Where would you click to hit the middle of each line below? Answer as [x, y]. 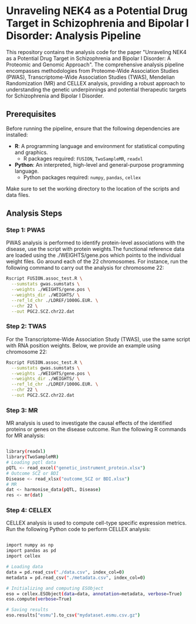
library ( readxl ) [26, 452]
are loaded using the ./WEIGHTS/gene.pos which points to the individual [93, 255]
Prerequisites [31, 114]
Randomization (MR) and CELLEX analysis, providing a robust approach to [96, 83]
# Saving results [27, 610]
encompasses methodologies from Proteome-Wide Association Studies [92, 71]
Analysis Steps [34, 214]
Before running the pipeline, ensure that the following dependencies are [93, 128]
